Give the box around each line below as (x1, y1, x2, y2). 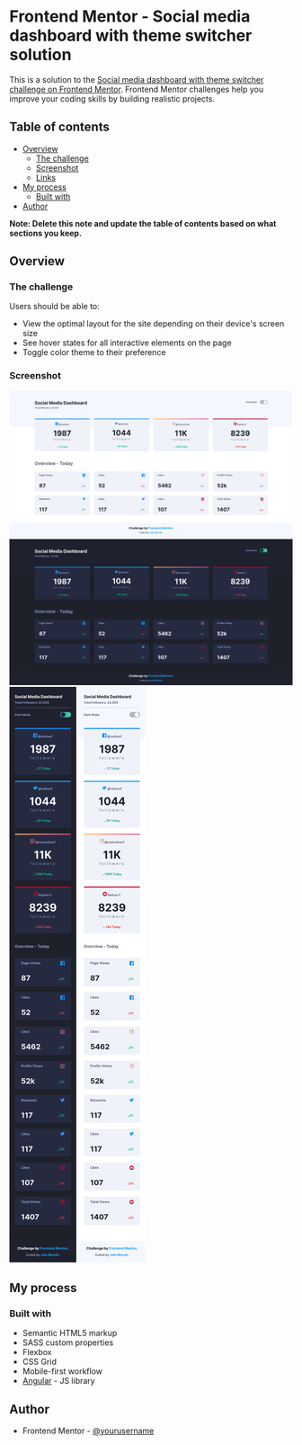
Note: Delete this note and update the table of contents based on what (9, 218, 277, 228)
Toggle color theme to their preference (22, 347, 166, 358)
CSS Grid (22, 1356, 57, 1368)
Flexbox (22, 1347, 52, 1358)
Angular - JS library (22, 1376, 96, 1387)
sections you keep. (9, 227, 83, 238)
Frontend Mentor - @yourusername (22, 1425, 155, 1436)
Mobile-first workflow (22, 1366, 103, 1377)
